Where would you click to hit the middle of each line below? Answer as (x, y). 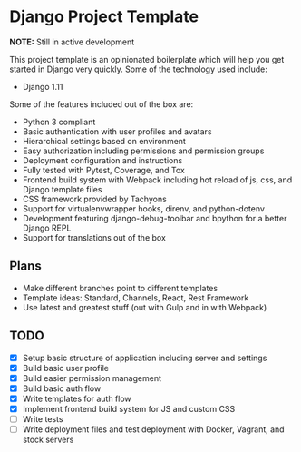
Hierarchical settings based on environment (104, 141)
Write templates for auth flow (77, 398)
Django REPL (47, 228)
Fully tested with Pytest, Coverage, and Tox (104, 170)
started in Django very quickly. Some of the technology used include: (138, 69)
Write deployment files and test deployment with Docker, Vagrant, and (153, 429)
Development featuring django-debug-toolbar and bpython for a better (155, 218)
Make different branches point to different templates (120, 288)
